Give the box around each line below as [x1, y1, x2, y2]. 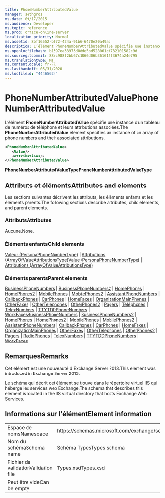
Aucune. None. [5, 228, 34, 234]
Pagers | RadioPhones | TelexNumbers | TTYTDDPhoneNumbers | [5, 333, 139, 339]
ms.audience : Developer [5, 21, 54, 26]
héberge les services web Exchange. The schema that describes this [5, 385, 143, 391]
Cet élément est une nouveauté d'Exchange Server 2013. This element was [5, 365, 156, 371]
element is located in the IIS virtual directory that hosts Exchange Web [5, 390, 147, 396]
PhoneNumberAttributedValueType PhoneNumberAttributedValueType [5, 167, 152, 173]
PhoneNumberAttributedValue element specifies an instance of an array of [5, 129, 159, 135]
